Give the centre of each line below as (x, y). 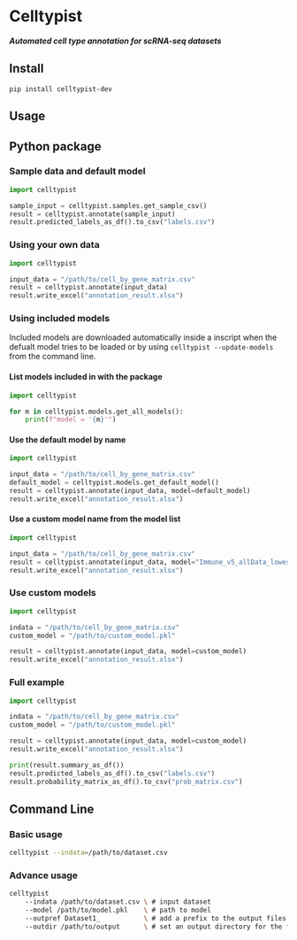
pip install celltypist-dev (61, 89)
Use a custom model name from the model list (95, 519)
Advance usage (43, 875)
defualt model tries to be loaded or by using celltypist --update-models (141, 347)
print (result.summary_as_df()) (67, 765)
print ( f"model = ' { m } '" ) (71, 420)
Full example (37, 682)
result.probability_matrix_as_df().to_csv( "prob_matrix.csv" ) (126, 782)
